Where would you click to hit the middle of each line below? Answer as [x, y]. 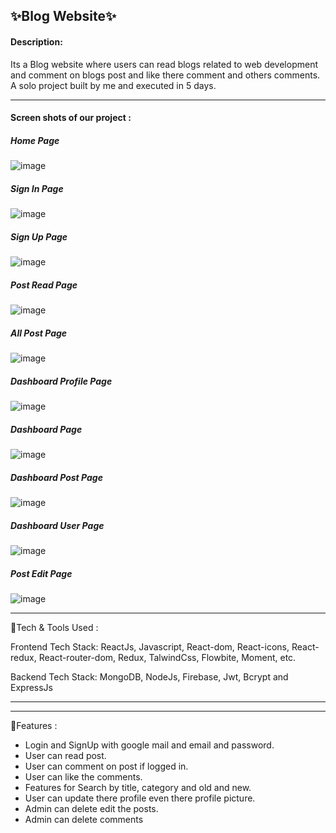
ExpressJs [31, 687]
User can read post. [65, 755]
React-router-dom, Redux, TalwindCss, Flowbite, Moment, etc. [167, 657]
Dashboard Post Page [56, 477]
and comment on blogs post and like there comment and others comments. [165, 75]
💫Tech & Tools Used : [54, 627]
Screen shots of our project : [71, 118]
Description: [36, 41]
